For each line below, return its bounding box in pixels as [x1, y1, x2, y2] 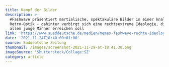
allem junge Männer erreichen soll [10, 26, 84, 31]
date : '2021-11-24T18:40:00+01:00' [5, 36, 80, 41]
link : [5, 31, 17, 36]
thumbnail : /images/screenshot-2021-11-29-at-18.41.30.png [5, 45, 132, 50]
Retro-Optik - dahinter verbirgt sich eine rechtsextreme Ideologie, [10, 21, 158, 27]
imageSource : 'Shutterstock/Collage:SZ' [5, 49, 92, 54]
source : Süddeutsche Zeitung [5, 40, 66, 45]
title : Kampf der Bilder [5, 7, 57, 13]
